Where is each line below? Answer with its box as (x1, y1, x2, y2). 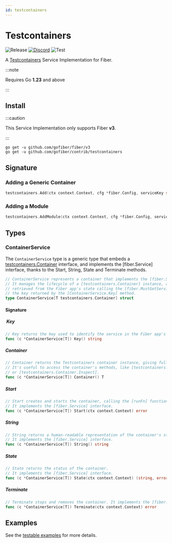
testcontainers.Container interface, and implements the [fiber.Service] (5, 261, 153, 267)
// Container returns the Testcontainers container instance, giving (5, 360, 157, 366)
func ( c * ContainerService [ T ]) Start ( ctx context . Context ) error (5, 408, 148, 413)
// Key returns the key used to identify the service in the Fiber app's (5, 331, 166, 337)
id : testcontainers (5, 7, 47, 13)
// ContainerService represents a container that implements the (5, 276, 147, 282)
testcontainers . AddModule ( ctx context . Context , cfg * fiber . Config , (5, 214, 153, 220)
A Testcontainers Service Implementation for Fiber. (5, 57, 113, 63)
